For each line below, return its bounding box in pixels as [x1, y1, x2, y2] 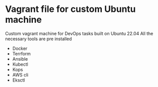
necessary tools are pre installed [5, 36, 72, 42]
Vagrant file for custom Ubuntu [5, 3, 136, 15]
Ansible [12, 56, 28, 62]
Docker [12, 45, 28, 51]
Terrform [12, 51, 31, 57]
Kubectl [12, 61, 28, 67]
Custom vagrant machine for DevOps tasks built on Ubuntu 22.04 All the [5, 30, 154, 36]
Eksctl [12, 77, 25, 83]
